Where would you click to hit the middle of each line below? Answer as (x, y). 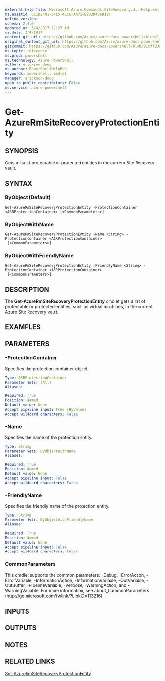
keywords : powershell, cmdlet (36, 74)
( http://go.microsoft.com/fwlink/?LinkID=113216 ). (55, 596)
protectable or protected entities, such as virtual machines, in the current (79, 306)
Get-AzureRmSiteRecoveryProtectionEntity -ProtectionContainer (71, 208)
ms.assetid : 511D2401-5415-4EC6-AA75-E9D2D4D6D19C (58, 14)
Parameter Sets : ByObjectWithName (41, 451)
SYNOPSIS (22, 151)
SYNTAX (19, 183)
